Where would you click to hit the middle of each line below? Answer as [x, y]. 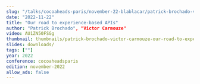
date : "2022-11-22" [30, 17]
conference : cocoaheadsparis [42, 61]
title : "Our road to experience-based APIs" [62, 22]
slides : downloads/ [30, 45]
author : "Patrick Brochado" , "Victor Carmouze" [66, 28]
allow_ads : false [28, 72]
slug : [13, 12]
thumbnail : [20, 39]
